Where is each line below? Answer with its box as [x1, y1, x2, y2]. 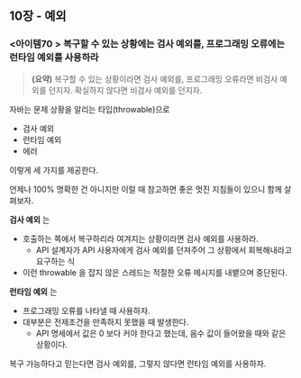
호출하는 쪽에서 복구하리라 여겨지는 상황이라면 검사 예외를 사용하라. [22, 233, 259, 244]
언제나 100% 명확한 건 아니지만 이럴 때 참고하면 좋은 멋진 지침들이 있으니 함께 [9, 184, 282, 194]
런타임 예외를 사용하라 [9, 51, 99, 64]
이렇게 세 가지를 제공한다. [9, 165, 99, 175]
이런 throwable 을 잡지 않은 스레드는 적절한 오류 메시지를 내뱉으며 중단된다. [22, 266, 288, 277]
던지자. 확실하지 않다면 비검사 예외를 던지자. [48, 85, 203, 95]
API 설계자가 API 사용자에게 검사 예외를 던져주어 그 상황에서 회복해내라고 [35, 244, 293, 255]
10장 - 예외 [9, 8, 67, 24]
